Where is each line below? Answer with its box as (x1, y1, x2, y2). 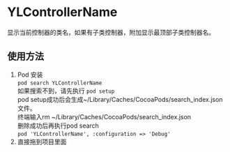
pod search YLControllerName (17, 79, 102, 86)
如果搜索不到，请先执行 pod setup (17, 86, 115, 95)
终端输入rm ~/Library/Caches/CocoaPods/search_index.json (17, 112, 192, 121)
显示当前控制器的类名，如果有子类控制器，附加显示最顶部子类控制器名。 (7, 28, 215, 36)
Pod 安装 (17, 70, 43, 79)
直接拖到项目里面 (17, 137, 67, 146)
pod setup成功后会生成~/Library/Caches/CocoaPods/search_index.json (17, 95, 223, 103)
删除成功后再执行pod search (17, 121, 100, 130)
